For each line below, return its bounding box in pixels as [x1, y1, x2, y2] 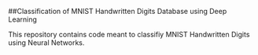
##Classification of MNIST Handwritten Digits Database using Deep [8, 7, 227, 15]
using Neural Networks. [8, 38, 85, 47]
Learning [8, 15, 38, 24]
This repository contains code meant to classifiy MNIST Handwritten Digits [8, 30, 250, 39]
